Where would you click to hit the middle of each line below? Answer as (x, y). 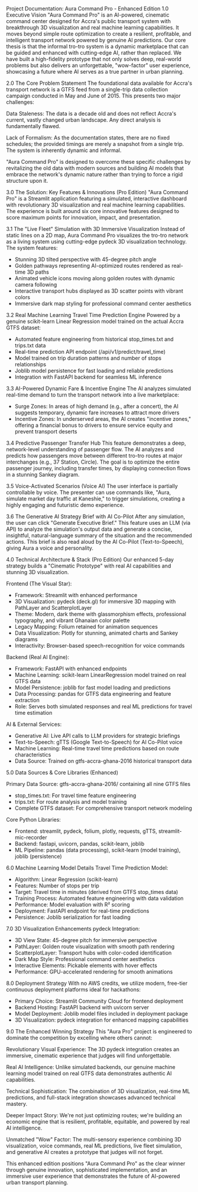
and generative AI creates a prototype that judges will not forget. (85, 1152)
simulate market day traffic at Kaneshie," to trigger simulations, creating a (95, 499)
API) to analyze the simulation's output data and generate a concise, (89, 529)
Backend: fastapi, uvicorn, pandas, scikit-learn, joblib (79, 844)
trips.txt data (30, 345)
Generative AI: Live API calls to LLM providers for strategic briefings (97, 736)
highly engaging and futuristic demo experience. (65, 505)
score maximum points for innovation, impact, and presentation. (84, 217)
